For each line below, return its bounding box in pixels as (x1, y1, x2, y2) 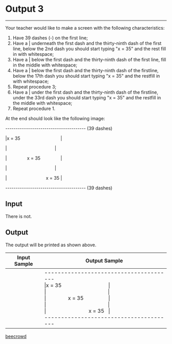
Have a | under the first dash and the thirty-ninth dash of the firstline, (12, 89, 159, 95)
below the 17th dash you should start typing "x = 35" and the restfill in (12, 73, 160, 79)
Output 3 (5, 3, 44, 15)
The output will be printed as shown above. (5, 242, 97, 248)
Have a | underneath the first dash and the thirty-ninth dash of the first (12, 40, 162, 46)
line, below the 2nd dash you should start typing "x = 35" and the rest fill (12, 46, 166, 52)
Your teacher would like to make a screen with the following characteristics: (5, 25, 165, 31)
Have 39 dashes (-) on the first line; (12, 34, 88, 41)
